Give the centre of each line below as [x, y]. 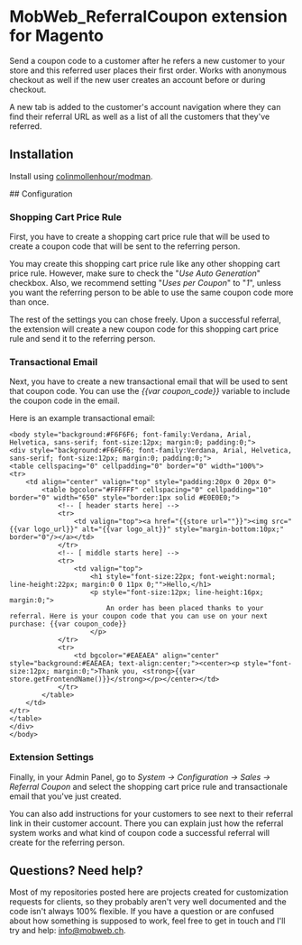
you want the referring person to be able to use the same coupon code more [151, 293]
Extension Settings [52, 757]
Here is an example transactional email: [82, 418]
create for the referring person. [67, 842]
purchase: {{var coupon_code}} [68, 624]
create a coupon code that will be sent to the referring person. [125, 246]
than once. [29, 302]
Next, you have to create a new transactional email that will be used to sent [149, 381]
